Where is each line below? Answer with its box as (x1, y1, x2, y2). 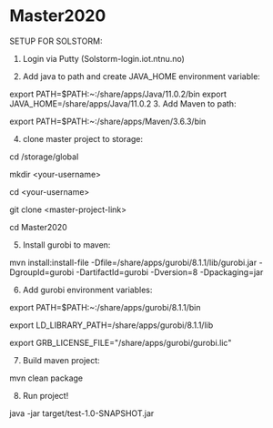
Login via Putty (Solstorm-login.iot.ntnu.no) (22, 53, 185, 64)
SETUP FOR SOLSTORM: (9, 36, 103, 46)
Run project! (22, 390, 69, 401)
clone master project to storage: (22, 133, 144, 144)
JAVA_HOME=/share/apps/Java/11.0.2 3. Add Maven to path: (9, 97, 237, 109)
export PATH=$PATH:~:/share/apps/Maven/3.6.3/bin (9, 116, 207, 127)
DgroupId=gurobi (9, 266, 75, 278)
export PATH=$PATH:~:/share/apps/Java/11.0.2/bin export (9, 88, 227, 99)
